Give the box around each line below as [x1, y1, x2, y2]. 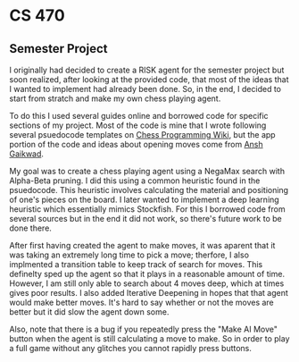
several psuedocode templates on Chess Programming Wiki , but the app [9, 130, 276, 139]
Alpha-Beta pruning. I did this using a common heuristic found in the [9, 175, 261, 186]
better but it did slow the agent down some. [9, 307, 170, 317]
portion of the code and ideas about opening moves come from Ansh [9, 139, 263, 149]
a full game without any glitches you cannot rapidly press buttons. [9, 343, 253, 353]
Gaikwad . [9, 148, 45, 159]
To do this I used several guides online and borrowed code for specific [9, 111, 270, 121]
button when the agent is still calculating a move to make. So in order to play [9, 333, 290, 344]
